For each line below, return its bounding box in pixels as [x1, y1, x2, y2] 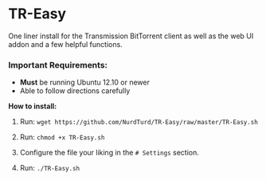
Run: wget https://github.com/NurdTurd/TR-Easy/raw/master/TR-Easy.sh [19, 117, 259, 127]
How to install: [8, 101, 57, 112]
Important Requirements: [8, 59, 108, 70]
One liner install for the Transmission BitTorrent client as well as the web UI [8, 31, 254, 41]
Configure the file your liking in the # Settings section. [19, 148, 199, 158]
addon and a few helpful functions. [8, 39, 123, 49]
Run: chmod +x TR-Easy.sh [19, 132, 105, 142]
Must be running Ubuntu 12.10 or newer [19, 77, 150, 88]
